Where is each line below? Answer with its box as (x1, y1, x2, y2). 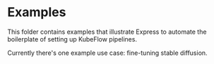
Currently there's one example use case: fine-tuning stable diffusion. (7, 49, 208, 57)
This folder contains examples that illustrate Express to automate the (7, 27, 207, 36)
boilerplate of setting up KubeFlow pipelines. (7, 34, 138, 43)
